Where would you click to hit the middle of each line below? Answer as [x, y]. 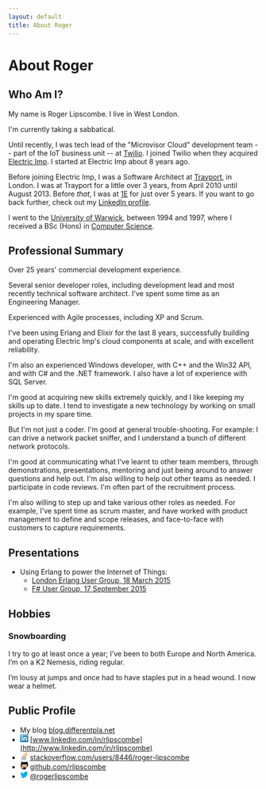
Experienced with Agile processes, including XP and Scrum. [106, 318]
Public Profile [42, 711]
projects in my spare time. [51, 414]
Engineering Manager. [44, 302]
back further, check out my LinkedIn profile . [80, 202]
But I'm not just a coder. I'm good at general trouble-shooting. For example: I [133, 429]
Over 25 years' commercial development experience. [95, 270]
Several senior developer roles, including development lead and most [121, 285]
